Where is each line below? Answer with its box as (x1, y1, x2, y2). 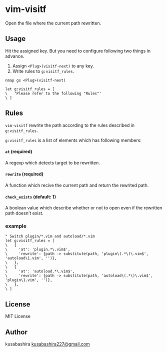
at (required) (5, 148, 32, 154)
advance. (5, 53, 24, 59)
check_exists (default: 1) (5, 193, 56, 199)
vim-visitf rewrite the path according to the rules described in (5, 122, 135, 128)
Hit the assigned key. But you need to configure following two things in (5, 47, 151, 53)
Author (5, 327, 27, 336)
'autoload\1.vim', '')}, (5, 256, 57, 261)
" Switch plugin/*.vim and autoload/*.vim (5, 234, 95, 239)
